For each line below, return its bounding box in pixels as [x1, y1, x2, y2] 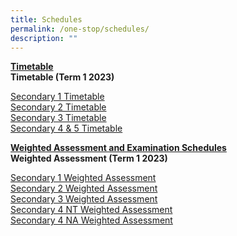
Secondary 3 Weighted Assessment [10, 193, 158, 205]
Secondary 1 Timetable [10, 91, 105, 103]
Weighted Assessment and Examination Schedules [10, 142, 227, 154]
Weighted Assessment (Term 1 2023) [10, 152, 168, 165]
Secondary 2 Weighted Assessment [10, 182, 158, 195]
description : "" [10, 33, 78, 43]
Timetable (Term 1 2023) [10, 71, 115, 83]
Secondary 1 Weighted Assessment [10, 172, 157, 184]
